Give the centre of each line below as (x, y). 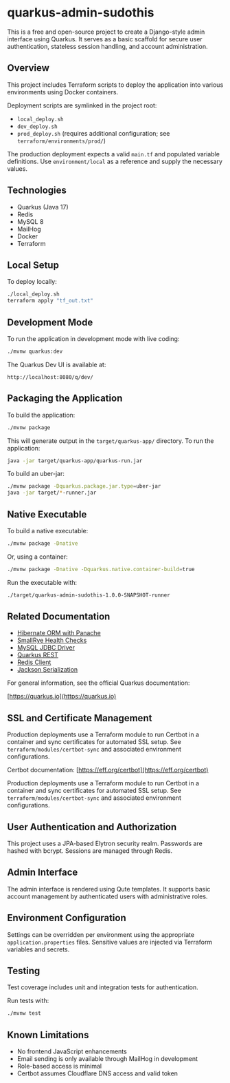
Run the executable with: (42, 582)
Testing (24, 971)
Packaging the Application (65, 399)
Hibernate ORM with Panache (59, 633)
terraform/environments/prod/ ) (61, 141)
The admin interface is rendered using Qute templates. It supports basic (109, 889)
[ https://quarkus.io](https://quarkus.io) (62, 697)
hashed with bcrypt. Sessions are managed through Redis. (90, 851)
